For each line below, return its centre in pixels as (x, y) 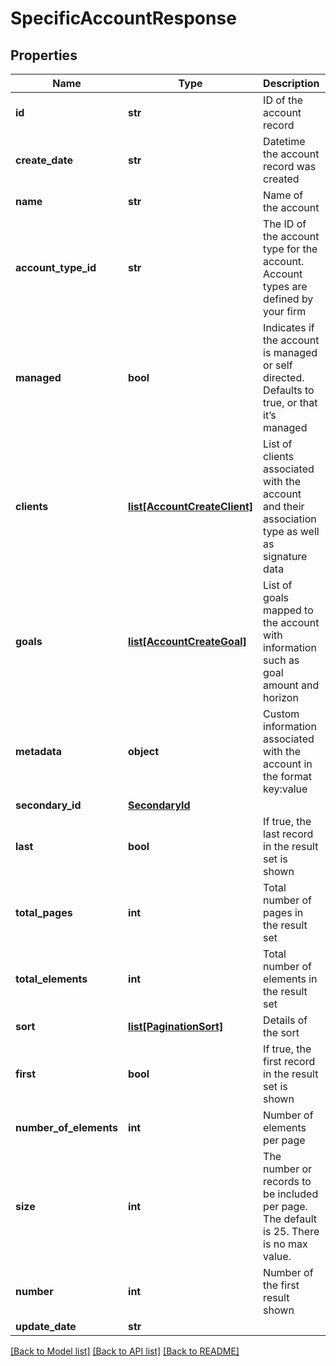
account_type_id (56, 267)
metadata (38, 751)
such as (281, 660)
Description (291, 83)
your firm (285, 311)
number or (288, 1169)
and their (284, 506)
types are (285, 286)
